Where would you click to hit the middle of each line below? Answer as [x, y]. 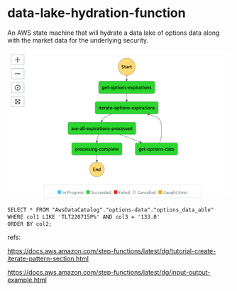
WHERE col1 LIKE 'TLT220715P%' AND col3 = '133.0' [84, 217]
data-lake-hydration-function [97, 13]
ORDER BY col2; [30, 224]
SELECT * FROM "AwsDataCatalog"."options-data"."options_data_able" [111, 210]
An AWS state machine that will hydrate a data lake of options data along [114, 33]
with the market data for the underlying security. [78, 40]
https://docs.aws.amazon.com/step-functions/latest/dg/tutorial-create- [112, 251]
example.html [27, 280]
